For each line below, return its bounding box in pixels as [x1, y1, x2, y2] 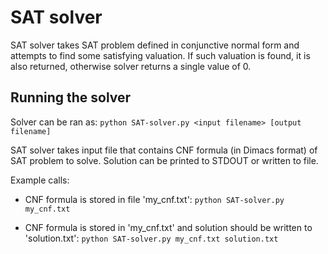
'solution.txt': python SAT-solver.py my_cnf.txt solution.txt [24, 232, 279, 244]
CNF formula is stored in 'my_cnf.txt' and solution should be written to [24, 221, 313, 233]
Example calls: [10, 174, 70, 186]
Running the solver [10, 89, 132, 106]
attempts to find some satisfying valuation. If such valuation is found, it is [10, 49, 311, 61]
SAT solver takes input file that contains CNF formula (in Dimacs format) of [10, 144, 318, 156]
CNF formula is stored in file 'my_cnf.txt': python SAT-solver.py [24, 193, 285, 205]
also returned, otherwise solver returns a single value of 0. [10, 60, 252, 72]
